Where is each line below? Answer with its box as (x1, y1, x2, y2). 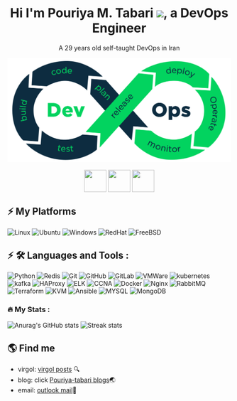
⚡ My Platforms (7, 205, 77, 218)
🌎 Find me (7, 343, 55, 355)
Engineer (92, 20, 147, 36)
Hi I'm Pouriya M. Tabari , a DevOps (10, 5, 228, 21)
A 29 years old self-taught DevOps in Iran (58, 43, 180, 52)
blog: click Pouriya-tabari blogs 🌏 (17, 375, 116, 385)
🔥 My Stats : (7, 304, 50, 314)
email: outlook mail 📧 (17, 386, 77, 395)
